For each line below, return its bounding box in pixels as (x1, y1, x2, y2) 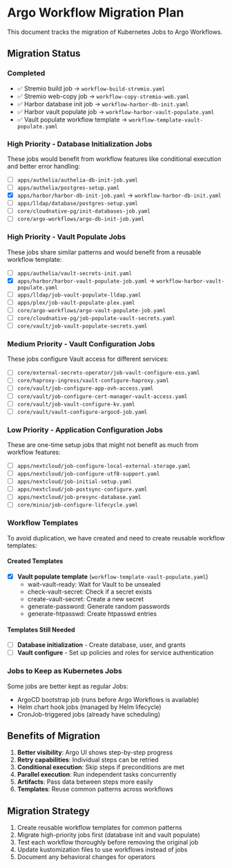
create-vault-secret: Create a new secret (27, 594, 144, 603)
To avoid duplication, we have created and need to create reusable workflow (7, 534, 225, 542)
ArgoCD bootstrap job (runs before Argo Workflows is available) (17, 695, 200, 704)
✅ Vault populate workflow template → (17, 115, 128, 124)
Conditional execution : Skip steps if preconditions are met (17, 763, 185, 771)
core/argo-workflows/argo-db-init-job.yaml (17, 216, 145, 223)
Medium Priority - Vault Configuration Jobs (7, 339, 155, 348)
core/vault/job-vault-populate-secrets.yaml (17, 323, 148, 330)
